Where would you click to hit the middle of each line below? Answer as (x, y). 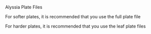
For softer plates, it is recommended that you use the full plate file (73, 17)
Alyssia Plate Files (24, 7)
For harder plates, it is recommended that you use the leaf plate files (75, 26)
